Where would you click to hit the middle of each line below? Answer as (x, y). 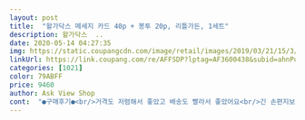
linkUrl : (26, 60)
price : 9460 (32, 85)
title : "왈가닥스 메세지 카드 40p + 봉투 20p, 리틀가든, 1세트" (119, 26)
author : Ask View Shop (52, 93)
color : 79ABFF (36, 77)
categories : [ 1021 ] (46, 69)
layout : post (34, 18)
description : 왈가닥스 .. (57, 34)
